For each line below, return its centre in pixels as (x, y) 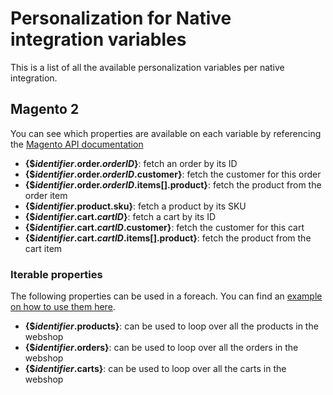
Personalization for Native (121, 18)
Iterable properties (56, 274)
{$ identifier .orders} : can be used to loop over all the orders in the (161, 348)
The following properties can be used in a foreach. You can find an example (166, 296)
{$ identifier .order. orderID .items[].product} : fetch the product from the (173, 184)
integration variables (98, 39)
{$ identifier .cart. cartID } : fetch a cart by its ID (120, 216)
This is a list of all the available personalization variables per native (147, 67)
